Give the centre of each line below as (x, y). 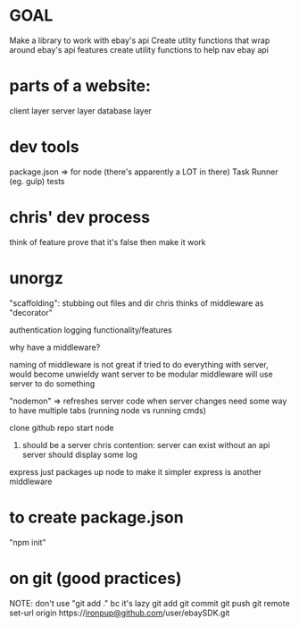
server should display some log (80, 454)
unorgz (37, 278)
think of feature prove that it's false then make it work (108, 241)
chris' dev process (79, 217)
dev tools (44, 147)
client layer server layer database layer (80, 110)
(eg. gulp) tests (37, 181)
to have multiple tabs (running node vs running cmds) (108, 410)
